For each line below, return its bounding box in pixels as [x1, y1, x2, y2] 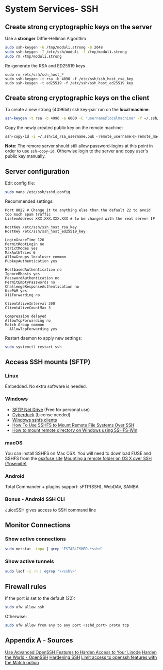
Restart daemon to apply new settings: [5, 335, 82, 341]
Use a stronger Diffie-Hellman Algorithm [5, 35, 86, 41]
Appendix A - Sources [5, 637, 73, 645]
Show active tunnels [5, 558, 54, 565]
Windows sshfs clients [12, 417, 57, 423]
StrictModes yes [5, 246, 38, 251]
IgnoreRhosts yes [5, 271, 40, 276]
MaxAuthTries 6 [5, 250, 36, 255]
